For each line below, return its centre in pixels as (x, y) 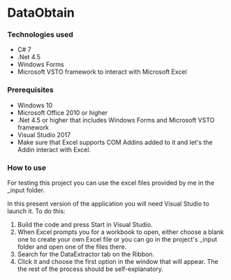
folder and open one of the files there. (72, 247)
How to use (27, 167)
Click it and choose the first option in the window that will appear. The (118, 262)
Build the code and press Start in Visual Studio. (85, 225)
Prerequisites (30, 90)
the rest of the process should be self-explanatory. (90, 269)
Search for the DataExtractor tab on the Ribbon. (86, 254)
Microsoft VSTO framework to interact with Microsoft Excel (102, 72)
